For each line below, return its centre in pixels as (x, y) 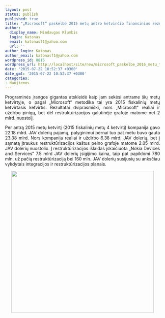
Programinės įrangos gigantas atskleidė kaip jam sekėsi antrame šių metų (82, 97)
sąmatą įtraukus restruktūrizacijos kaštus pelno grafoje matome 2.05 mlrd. (82, 143)
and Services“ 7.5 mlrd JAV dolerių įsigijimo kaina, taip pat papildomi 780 (82, 154)
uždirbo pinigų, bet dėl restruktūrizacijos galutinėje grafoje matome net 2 (82, 112)
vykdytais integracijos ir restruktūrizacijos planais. (56, 164)
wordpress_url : (21, 64)
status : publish (22, 14)
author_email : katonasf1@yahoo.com (41, 55)
